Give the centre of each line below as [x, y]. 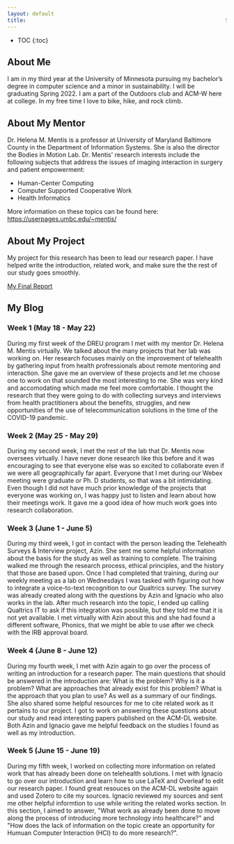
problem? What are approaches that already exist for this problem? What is [115, 688]
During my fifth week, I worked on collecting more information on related [111, 766]
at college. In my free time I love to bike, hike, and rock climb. [95, 101]
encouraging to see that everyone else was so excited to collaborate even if [116, 465]
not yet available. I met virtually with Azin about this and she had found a [111, 618]
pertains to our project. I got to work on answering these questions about [112, 711]
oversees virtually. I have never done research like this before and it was [111, 458]
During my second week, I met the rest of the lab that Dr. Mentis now [106, 451]
